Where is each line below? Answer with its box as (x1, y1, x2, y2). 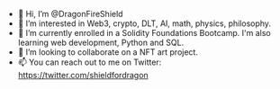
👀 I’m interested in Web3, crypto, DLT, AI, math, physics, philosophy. (17, 18, 272, 29)
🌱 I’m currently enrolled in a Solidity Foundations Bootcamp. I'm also (17, 28, 272, 38)
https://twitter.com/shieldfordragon (17, 70, 149, 80)
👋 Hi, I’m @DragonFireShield (17, 9, 123, 19)
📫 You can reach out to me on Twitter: (17, 57, 162, 67)
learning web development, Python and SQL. (17, 37, 185, 48)
